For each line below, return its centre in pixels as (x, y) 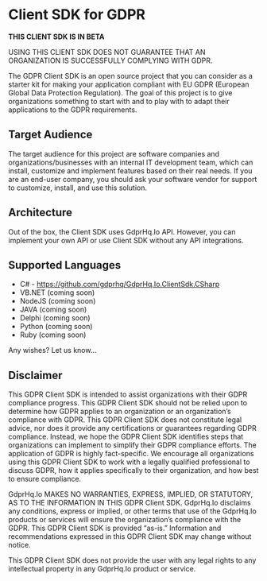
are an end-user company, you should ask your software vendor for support (133, 179)
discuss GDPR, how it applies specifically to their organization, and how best (133, 471)
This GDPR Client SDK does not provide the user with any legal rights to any (132, 560)
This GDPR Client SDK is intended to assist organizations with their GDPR (128, 394)
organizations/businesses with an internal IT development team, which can (131, 162)
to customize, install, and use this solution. (78, 188)
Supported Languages (65, 265)
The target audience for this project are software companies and (114, 153)
